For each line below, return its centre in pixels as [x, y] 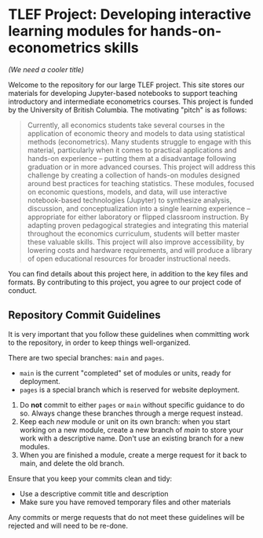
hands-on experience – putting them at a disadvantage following [132, 158]
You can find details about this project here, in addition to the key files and [128, 273]
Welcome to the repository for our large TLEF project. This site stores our [126, 85]
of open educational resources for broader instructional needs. [129, 258]
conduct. [23, 290]
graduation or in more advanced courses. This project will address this [141, 167]
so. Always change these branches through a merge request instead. [131, 413]
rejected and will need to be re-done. [68, 525]
